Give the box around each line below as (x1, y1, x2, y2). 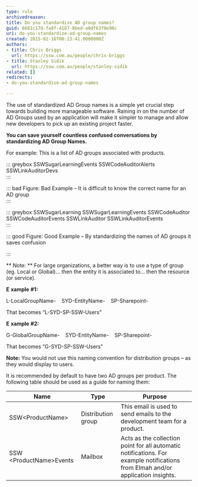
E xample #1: (6, 286, 38, 293)
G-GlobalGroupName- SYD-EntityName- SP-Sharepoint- (6, 332, 152, 338)
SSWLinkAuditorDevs (6, 167, 58, 174)
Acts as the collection (120, 434, 181, 442)
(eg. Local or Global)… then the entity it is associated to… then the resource (6, 268, 190, 275)
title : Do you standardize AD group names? (6, 19, 115, 25)
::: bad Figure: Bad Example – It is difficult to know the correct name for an (6, 185, 187, 192)
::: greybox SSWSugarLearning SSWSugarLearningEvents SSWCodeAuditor (6, 209, 190, 215)
